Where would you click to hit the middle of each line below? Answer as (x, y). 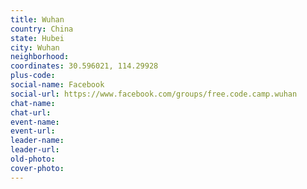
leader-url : (35, 150)
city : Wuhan (35, 47)
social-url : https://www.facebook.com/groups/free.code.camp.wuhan (154, 94)
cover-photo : (37, 168)
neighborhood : (40, 57)
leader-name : (37, 141)
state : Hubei (37, 38)
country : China (42, 29)
